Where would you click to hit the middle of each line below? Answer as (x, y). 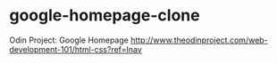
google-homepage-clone (105, 16)
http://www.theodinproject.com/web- (199, 40)
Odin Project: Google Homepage (69, 40)
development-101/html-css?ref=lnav (76, 49)
